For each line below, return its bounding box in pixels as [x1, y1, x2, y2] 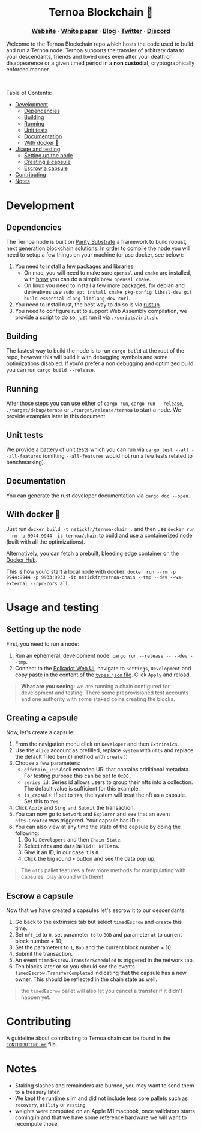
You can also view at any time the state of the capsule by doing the [14, 823, 181, 831]
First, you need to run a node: [6, 640, 79, 648]
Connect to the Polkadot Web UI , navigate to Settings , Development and [14, 664, 191, 672]
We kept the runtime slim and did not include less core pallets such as [14, 1095, 188, 1102]
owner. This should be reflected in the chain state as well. [14, 976, 158, 983]
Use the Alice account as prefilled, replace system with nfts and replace [14, 747, 194, 754]
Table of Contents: [6, 90, 52, 97]
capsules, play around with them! [20, 873, 103, 881]
